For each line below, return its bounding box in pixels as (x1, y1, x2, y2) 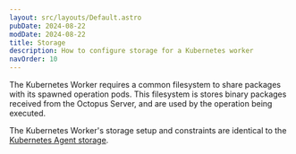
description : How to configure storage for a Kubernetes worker (9, 47, 254, 56)
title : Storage (9, 38, 66, 47)
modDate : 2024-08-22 (9, 30, 87, 38)
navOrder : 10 (9, 55, 58, 64)
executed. (9, 108, 47, 118)
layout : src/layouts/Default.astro (9, 13, 142, 22)
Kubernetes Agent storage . (9, 135, 109, 145)
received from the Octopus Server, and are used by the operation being (9, 98, 273, 108)
